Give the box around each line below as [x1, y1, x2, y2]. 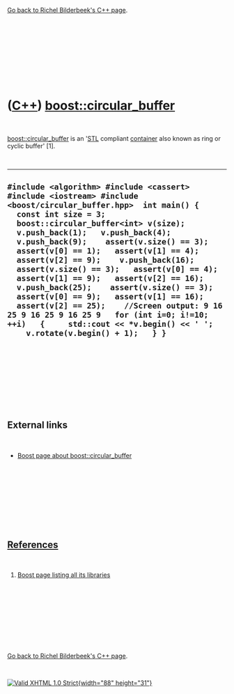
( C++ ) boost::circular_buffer [7, 98, 175, 114]
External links [7, 419, 68, 431]
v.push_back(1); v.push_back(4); [16, 228, 171, 238]
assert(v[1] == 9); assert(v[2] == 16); [16, 273, 204, 284]
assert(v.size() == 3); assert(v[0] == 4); [16, 264, 218, 275]
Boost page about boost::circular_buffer [17, 451, 132, 459]
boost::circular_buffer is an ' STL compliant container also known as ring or [7, 134, 221, 142]
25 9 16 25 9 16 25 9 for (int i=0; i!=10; [7, 310, 209, 320]
